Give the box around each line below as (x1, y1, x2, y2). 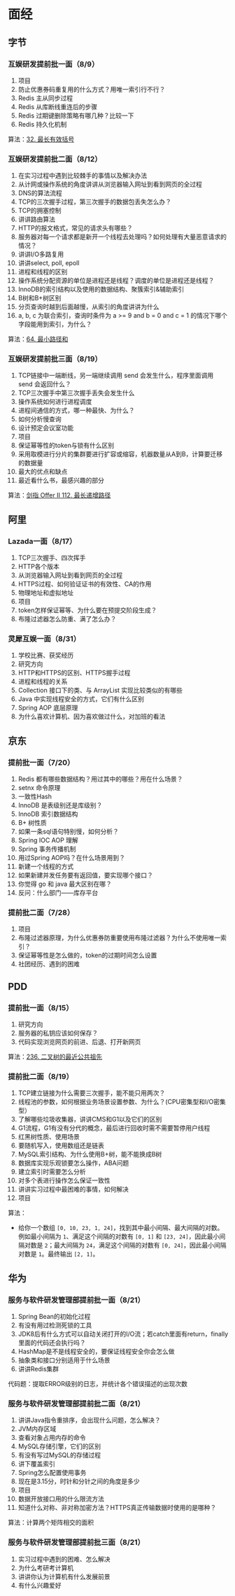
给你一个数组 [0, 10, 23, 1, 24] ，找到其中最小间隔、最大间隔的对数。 (17, 1224, 224, 1232)
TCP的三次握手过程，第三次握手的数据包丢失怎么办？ (17, 197, 172, 206)
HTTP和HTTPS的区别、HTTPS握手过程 (17, 669, 131, 677)
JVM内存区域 (17, 1425, 57, 1433)
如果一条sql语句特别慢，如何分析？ (17, 827, 120, 836)
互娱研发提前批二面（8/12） (8, 154, 102, 164)
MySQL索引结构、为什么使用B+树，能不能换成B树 (17, 1150, 162, 1159)
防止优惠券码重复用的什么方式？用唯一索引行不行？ (17, 85, 166, 93)
